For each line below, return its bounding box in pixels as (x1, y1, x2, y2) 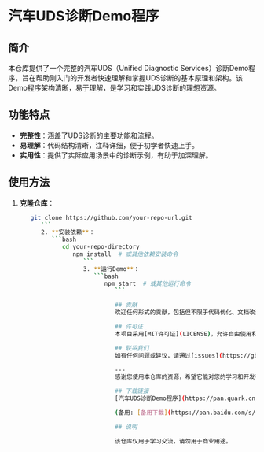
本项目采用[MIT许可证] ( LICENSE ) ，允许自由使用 (115, 330, 252, 338)
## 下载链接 (115, 387, 149, 395)
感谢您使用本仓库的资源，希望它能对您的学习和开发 (115, 373, 255, 381)
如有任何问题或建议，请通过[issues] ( (115, 351, 223, 359)
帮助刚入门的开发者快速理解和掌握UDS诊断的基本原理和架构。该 (35, 73, 244, 83)
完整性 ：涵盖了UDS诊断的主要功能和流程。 (19, 131, 159, 140)
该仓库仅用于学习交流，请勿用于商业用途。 (115, 437, 232, 445)
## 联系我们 (115, 344, 149, 352)
